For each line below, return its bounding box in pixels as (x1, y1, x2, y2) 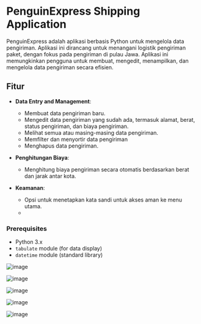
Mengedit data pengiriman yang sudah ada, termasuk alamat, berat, (24, 116, 196, 123)
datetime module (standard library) (15, 251, 103, 258)
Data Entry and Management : (15, 97, 92, 105)
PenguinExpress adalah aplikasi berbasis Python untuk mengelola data (6, 37, 185, 45)
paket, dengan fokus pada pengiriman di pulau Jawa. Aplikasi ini (6, 50, 169, 58)
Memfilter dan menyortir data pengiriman (24, 135, 128, 143)
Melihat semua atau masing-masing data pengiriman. (24, 129, 159, 136)
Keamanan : (15, 184, 45, 191)
